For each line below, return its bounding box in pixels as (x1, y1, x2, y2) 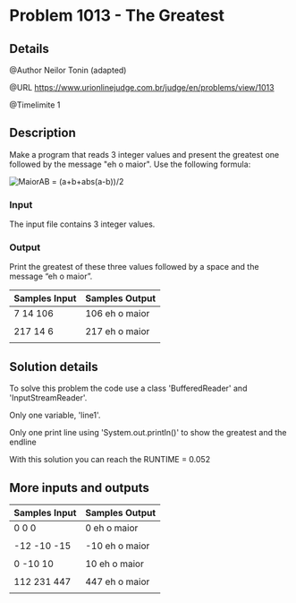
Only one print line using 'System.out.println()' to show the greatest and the (9, 427, 287, 438)
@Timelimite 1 (9, 99, 61, 110)
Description (9, 125, 76, 141)
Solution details (9, 359, 98, 375)
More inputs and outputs (9, 480, 150, 495)
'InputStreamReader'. (9, 392, 88, 403)
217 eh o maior (84, 325, 150, 338)
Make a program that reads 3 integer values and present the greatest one (9, 149, 280, 159)
